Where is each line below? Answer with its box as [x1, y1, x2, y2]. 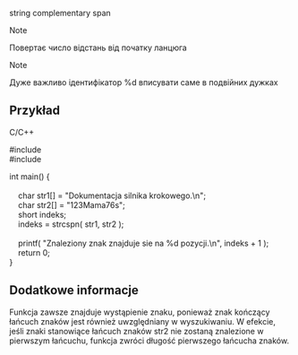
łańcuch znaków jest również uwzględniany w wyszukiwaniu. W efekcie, [9, 316, 276, 326]
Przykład [9, 103, 61, 118]
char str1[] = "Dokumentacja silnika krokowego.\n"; [17, 190, 207, 201]
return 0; [17, 247, 51, 258]
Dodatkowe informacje [9, 282, 139, 299]
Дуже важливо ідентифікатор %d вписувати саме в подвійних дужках [9, 77, 279, 88]
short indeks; [17, 209, 67, 220]
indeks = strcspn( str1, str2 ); [17, 219, 124, 229]
